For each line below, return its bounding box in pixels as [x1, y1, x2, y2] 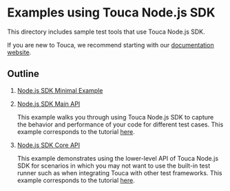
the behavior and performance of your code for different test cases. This [17, 120, 224, 128]
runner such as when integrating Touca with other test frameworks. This [17, 168, 222, 177]
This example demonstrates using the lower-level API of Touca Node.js [17, 154, 219, 162]
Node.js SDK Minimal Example [17, 86, 103, 94]
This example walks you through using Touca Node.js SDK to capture [17, 113, 214, 121]
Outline [7, 68, 39, 80]
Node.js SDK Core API [17, 141, 81, 149]
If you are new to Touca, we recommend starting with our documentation [7, 41, 215, 49]
